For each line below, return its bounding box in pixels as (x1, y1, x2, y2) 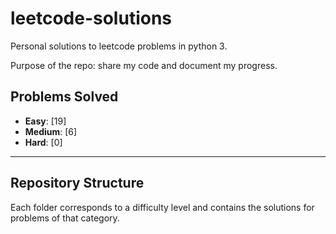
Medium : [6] (24, 125, 78, 137)
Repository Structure (10, 175, 145, 192)
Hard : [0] (24, 136, 63, 148)
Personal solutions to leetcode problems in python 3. (10, 40, 228, 52)
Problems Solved (10, 88, 119, 106)
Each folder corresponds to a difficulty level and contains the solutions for (10, 201, 315, 213)
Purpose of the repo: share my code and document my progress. (10, 59, 278, 71)
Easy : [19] (24, 115, 67, 127)
